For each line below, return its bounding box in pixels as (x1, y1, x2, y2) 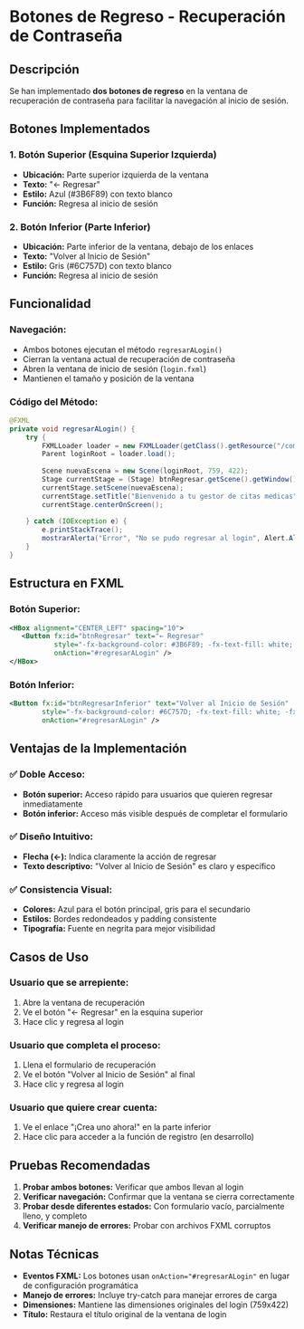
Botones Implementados (9, 121, 151, 137)
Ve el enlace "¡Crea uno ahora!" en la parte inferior (22, 1122, 212, 1133)
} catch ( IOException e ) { (25, 517, 128, 526)
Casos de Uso (9, 949, 89, 965)
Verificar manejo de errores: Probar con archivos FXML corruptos (22, 1220, 271, 1231)
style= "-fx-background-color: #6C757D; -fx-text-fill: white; (42, 708, 281, 717)
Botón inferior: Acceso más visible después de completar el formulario (22, 808, 288, 818)
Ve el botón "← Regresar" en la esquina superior (22, 1007, 204, 1018)
